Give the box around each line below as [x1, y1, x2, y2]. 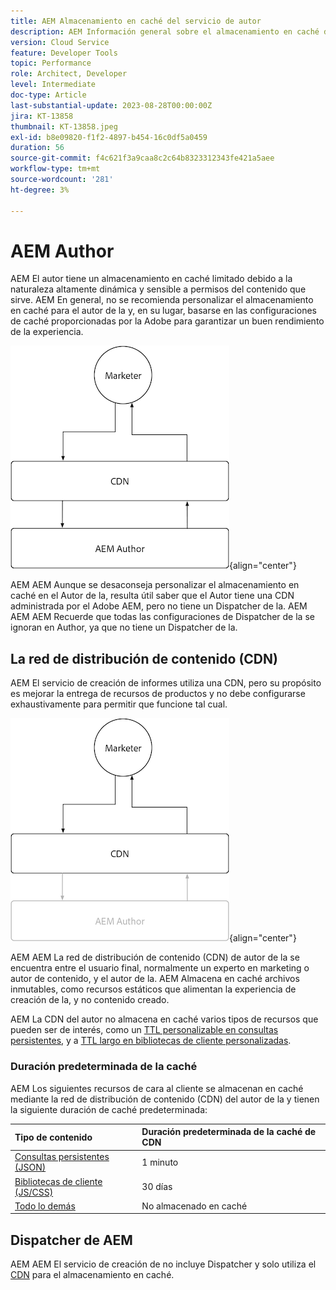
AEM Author [10, 240, 115, 262]
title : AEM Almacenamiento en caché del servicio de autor [10, 16, 262, 26]
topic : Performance [10, 58, 92, 69]
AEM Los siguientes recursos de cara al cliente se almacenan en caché [10, 1082, 304, 1094]
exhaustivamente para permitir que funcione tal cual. [10, 698, 228, 710]
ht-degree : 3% [10, 185, 70, 195]
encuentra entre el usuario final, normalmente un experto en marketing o [10, 962, 310, 974]
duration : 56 [10, 143, 65, 153]
